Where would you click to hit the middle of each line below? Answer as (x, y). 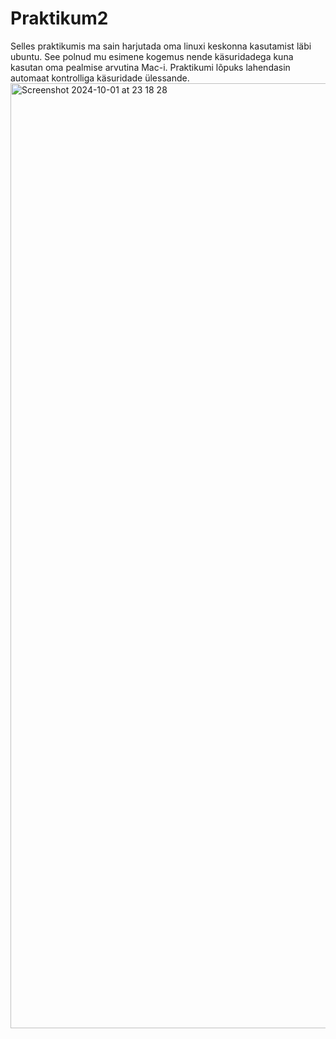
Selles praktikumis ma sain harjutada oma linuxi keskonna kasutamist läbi (161, 46)
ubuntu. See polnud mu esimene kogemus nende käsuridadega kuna (152, 56)
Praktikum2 (59, 18)
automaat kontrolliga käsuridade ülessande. (100, 78)
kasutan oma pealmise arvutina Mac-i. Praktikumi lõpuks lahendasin (150, 67)
